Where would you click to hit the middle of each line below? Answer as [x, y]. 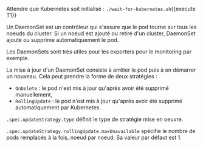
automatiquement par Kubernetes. [58, 108]
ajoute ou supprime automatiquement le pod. [63, 40]
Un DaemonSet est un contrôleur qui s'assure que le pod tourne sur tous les [101, 27]
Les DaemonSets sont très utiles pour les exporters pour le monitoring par [99, 52]
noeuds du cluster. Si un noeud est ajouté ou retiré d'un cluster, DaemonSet [101, 33]
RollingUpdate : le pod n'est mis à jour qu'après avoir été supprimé [99, 101]
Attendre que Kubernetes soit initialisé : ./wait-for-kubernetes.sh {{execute [101, 9]
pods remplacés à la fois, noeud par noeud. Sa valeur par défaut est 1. [94, 137]
